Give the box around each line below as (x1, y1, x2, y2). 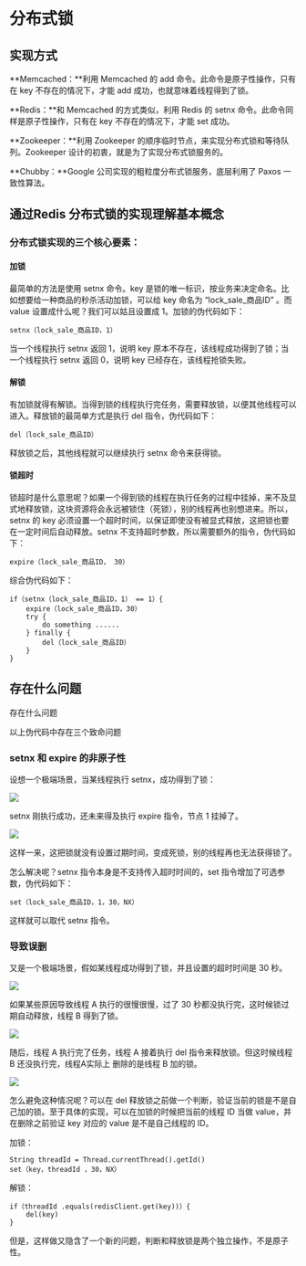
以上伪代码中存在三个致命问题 (9, 726, 121, 737)
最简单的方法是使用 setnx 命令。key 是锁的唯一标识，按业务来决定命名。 (9, 282, 281, 293)
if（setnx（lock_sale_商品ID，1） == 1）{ (9, 595, 164, 604)
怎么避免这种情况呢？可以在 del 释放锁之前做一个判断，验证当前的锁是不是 (9, 1095, 289, 1106)
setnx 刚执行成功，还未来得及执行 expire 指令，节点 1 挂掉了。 (9, 810, 244, 822)
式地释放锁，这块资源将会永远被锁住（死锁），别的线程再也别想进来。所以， (9, 503, 293, 514)
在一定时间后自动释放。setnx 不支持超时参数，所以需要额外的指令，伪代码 (9, 526, 288, 537)
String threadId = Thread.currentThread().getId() (9, 1155, 206, 1165)
